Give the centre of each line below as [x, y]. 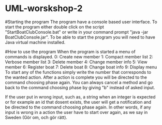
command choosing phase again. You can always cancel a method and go [79, 82]
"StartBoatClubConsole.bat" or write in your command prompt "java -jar [77, 32]
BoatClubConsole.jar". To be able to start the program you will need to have [80, 37]
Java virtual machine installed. [35, 42]
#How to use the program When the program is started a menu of [70, 52]
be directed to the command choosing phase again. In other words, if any [78, 107]
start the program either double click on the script [55, 27]
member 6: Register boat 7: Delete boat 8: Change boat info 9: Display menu [81, 67]
